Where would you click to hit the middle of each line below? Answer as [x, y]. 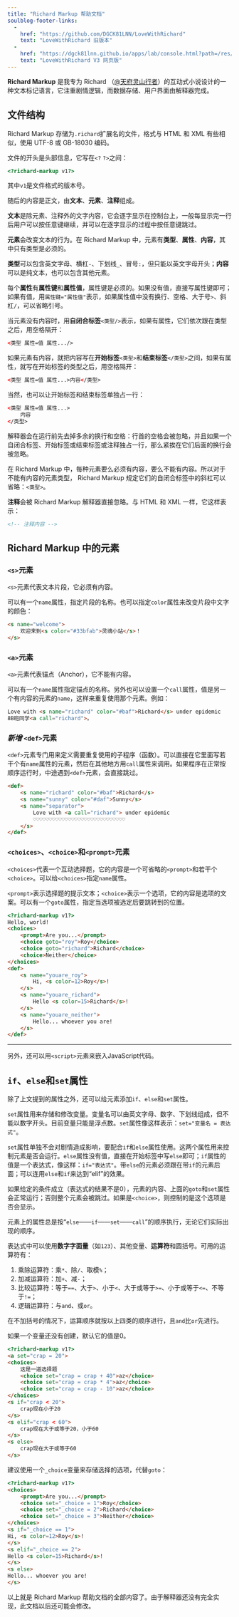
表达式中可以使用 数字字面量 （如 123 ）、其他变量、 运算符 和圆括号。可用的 [113, 1246]
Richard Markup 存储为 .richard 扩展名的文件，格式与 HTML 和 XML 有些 [113, 133]
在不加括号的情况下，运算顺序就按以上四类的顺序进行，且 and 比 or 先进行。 [115, 1321]
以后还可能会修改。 [66, 1606]
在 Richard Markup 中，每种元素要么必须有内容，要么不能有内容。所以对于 [117, 469]
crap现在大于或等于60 [48, 1449]
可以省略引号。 [45, 306]
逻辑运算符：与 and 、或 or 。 [57, 1306]
